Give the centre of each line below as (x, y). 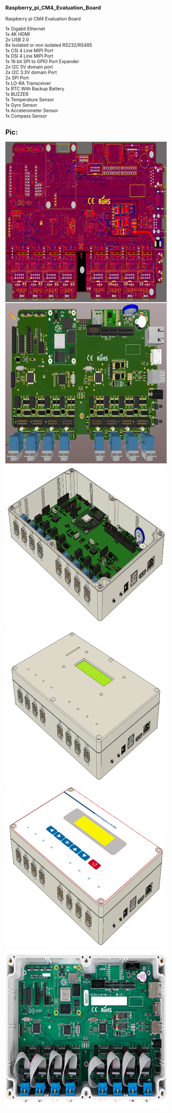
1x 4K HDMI (18, 34)
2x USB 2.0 (17, 40)
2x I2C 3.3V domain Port (31, 72)
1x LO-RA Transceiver (28, 83)
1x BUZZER (17, 94)
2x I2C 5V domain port (29, 67)
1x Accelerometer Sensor (32, 111)
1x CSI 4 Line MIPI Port (29, 51)
